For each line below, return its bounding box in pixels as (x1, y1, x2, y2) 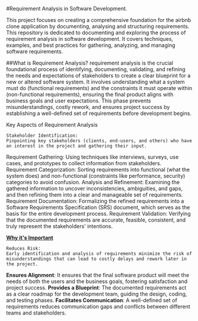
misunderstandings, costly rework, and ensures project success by (6, 104, 170, 110)
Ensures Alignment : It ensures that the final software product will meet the (6, 272, 190, 278)
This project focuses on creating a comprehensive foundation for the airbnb (6, 17, 191, 23)
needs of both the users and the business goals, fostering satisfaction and (6, 278, 188, 285)
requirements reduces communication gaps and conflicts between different (6, 303, 191, 310)
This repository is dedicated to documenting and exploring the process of (6, 29, 186, 36)
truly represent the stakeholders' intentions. (6, 223, 113, 230)
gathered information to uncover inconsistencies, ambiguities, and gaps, (6, 185, 183, 192)
